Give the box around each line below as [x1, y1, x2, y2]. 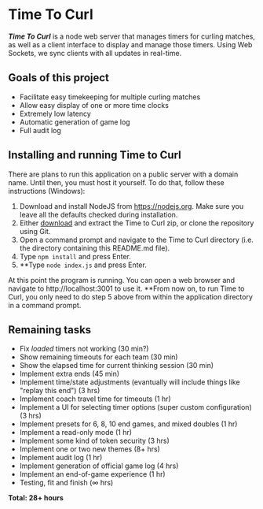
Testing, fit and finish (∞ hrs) [19, 478, 114, 488]
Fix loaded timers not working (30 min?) [19, 344, 149, 354]
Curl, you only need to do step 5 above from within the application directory [8, 292, 254, 301]
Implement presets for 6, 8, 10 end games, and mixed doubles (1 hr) [19, 419, 238, 429]
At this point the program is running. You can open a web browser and [8, 275, 236, 284]
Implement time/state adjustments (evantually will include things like [19, 377, 241, 387]
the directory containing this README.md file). [19, 243, 170, 253]
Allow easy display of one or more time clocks [19, 100, 169, 110]
